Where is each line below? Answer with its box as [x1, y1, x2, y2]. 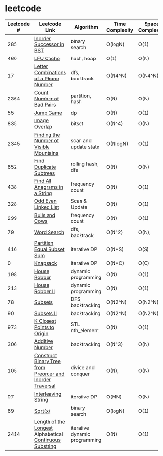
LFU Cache [34, 55, 60, 61]
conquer [70, 370, 90, 377]
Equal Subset [34, 246, 65, 253]
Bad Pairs [34, 101, 56, 108]
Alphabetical [34, 430, 63, 437]
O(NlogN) [106, 140, 129, 147]
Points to [34, 324, 55, 331]
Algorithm [74, 23, 98, 30]
